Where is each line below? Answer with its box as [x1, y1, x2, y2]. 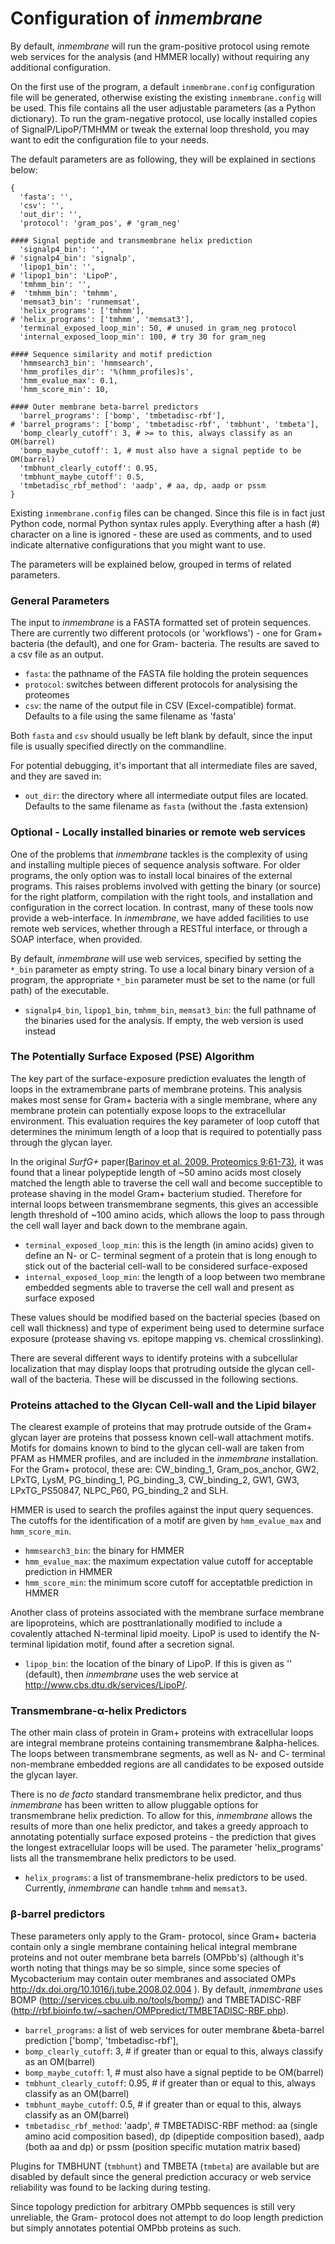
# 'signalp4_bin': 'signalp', [10, 253, 137, 263]
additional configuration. [10, 61, 112, 73]
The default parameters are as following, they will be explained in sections [10, 153, 317, 165]
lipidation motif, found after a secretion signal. [46, 1638, 235, 1651]
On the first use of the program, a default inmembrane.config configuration [10, 80, 316, 92]
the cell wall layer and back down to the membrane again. [10, 1219, 248, 1231]
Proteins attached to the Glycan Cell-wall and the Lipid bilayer [10, 1398, 317, 1412]
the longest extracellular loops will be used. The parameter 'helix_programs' [10, 1842, 324, 1854]
